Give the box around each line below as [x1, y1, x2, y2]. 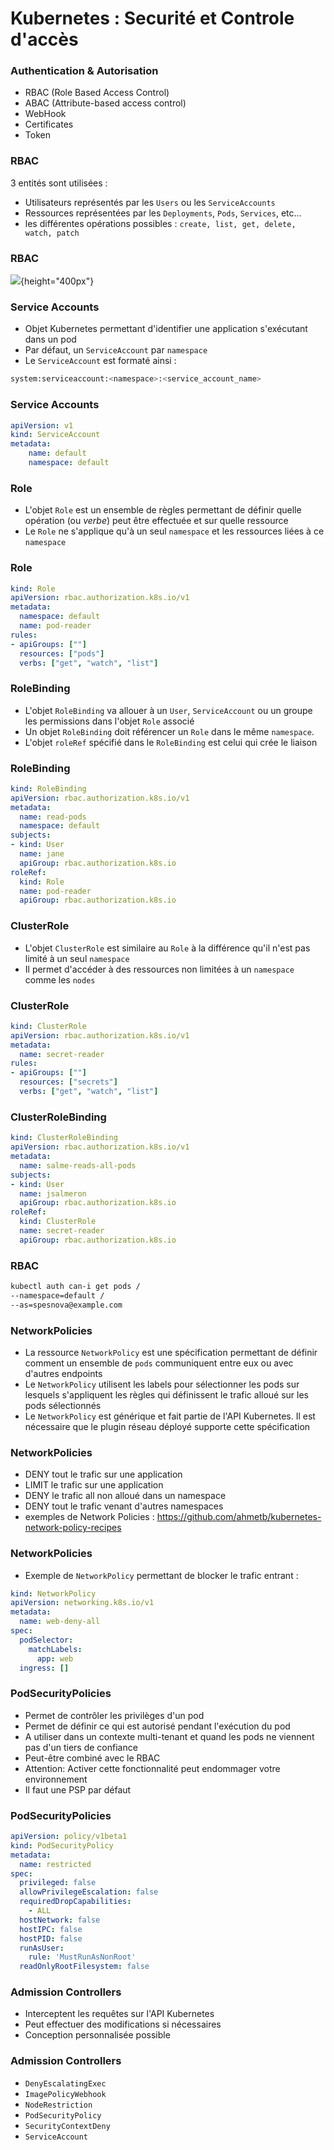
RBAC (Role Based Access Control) [24, 87, 170, 99]
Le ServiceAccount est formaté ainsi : [24, 355, 177, 367]
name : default [28, 448, 87, 459]
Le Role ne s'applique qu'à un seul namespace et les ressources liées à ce [24, 525, 325, 537]
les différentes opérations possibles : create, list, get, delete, [24, 217, 297, 229]
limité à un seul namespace [24, 952, 130, 964]
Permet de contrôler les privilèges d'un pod [24, 1709, 205, 1721]
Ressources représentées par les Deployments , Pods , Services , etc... [24, 207, 302, 219]
